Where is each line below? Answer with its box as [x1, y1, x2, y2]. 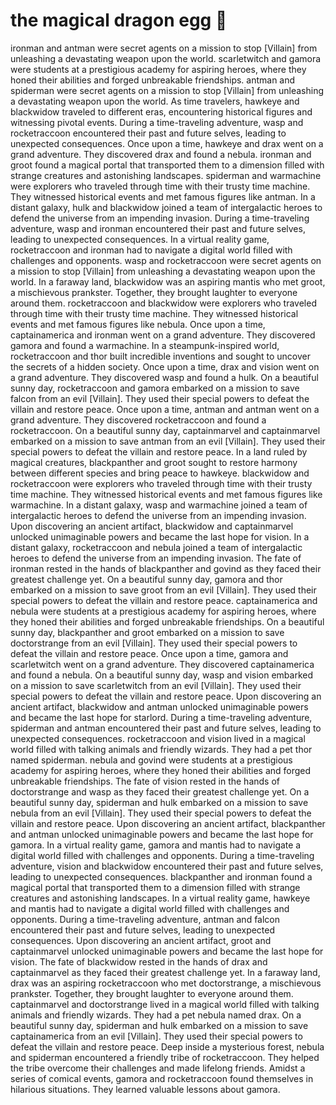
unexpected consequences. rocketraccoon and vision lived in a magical [10, 732, 306, 744]
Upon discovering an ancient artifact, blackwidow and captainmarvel [10, 520, 294, 532]
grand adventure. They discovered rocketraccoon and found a [10, 414, 267, 426]
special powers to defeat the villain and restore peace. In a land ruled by [10, 445, 308, 458]
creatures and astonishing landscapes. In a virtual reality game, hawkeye [10, 892, 311, 904]
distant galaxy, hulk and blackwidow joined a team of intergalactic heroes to [10, 201, 323, 213]
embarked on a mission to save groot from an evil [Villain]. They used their [10, 584, 317, 596]
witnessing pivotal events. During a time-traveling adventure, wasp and [10, 116, 304, 128]
